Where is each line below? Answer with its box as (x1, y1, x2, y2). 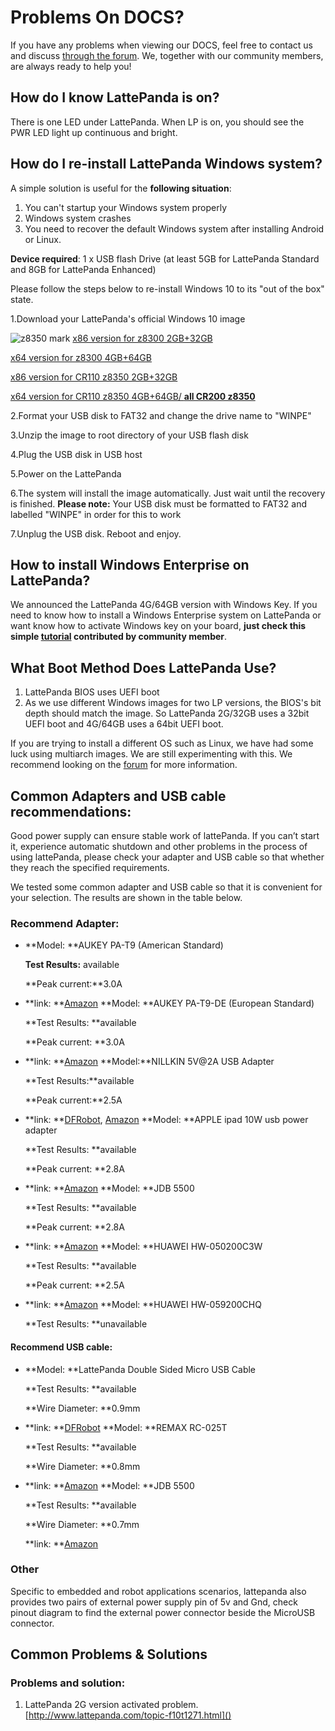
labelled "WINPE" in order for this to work (10, 508, 182, 520)
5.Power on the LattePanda (10, 467, 122, 480)
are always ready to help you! (10, 60, 132, 72)
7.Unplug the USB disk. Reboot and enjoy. (10, 527, 182, 540)
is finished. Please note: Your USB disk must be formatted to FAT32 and (10, 497, 308, 510)
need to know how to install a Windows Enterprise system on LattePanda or (10, 609, 322, 621)
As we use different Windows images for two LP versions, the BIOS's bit (24, 697, 322, 709)
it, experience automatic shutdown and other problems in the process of (10, 841, 308, 852)
